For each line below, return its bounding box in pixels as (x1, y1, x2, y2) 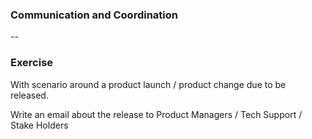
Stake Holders (10, 119, 69, 131)
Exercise (10, 56, 54, 70)
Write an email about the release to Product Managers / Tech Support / (10, 108, 303, 120)
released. (10, 89, 49, 101)
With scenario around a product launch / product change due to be (10, 78, 287, 90)
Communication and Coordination (10, 8, 178, 22)
